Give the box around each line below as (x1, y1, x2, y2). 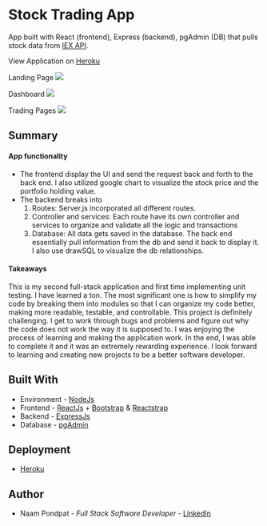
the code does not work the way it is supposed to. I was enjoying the (8, 324, 235, 334)
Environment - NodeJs (19, 394, 94, 404)
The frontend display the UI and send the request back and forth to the (19, 169, 253, 179)
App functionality (8, 151, 68, 161)
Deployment (8, 443, 71, 456)
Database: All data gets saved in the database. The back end (31, 228, 233, 238)
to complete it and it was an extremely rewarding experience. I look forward (8, 341, 257, 351)
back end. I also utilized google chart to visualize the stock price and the (19, 178, 259, 187)
